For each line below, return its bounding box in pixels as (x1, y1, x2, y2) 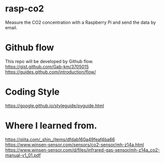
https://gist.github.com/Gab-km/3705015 (5, 63, 89, 69)
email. (5, 24, 18, 30)
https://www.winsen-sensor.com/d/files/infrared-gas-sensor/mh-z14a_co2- (5, 147, 160, 153)
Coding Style (5, 86, 60, 98)
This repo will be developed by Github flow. (5, 58, 94, 64)
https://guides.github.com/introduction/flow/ (5, 69, 96, 75)
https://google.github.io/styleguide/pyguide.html (5, 103, 104, 109)
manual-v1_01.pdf (5, 152, 41, 158)
